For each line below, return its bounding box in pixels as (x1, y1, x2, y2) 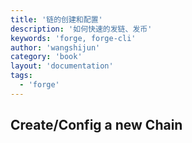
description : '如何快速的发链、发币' (10, 24, 153, 34)
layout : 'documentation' (10, 61, 114, 71)
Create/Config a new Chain (10, 117, 183, 134)
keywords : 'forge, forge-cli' (10, 33, 137, 43)
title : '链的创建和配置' (10, 14, 103, 25)
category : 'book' (10, 52, 83, 62)
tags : (10, 71, 33, 81)
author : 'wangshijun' (10, 42, 101, 53)
